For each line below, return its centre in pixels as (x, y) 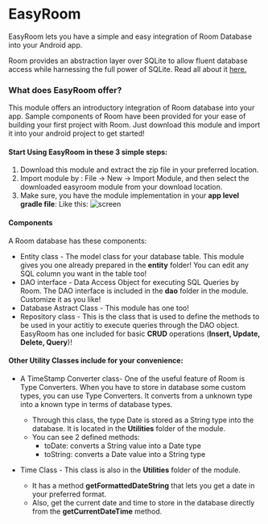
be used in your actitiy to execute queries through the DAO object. (130, 325)
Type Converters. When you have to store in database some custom (133, 387)
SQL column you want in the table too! (83, 273)
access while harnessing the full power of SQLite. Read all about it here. (128, 69)
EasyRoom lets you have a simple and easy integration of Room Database (130, 36)
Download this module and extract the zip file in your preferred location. (139, 170)
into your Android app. (45, 44)
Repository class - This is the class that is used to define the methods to (140, 316)
